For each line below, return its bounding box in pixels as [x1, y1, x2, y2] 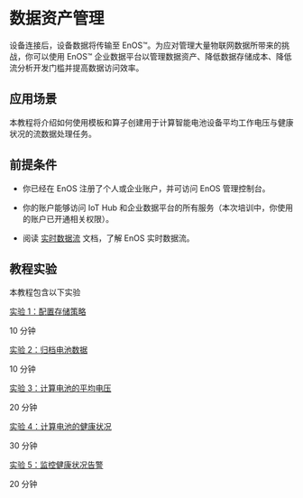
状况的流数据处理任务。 [9, 128, 96, 139]
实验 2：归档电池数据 [9, 345, 88, 355]
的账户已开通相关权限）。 [22, 213, 115, 224]
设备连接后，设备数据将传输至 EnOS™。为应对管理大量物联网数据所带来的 [9, 40, 282, 51]
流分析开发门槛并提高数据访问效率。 [9, 62, 144, 73]
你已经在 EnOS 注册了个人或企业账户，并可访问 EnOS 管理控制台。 [22, 182, 271, 194]
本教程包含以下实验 [9, 287, 81, 298]
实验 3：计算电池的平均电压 [9, 383, 112, 393]
